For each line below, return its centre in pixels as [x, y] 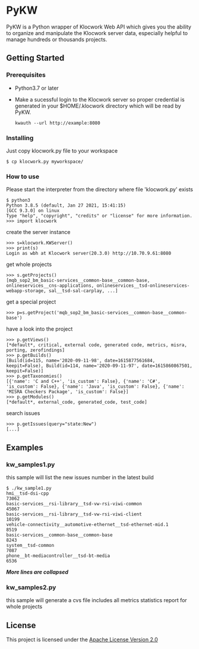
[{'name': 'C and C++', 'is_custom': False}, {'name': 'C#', [83, 382]
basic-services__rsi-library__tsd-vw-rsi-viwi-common [74, 504]
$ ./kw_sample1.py [29, 488]
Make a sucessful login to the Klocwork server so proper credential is [100, 99]
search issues [23, 413]
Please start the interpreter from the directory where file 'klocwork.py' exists [99, 189]
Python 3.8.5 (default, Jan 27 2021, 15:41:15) [66, 205]
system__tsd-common [30, 545]
